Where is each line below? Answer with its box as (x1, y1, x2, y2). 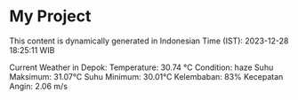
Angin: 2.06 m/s (9, 81, 68, 91)
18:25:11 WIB (9, 44, 55, 55)
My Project (9, 6, 92, 27)
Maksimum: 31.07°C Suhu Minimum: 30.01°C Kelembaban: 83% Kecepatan (9, 71, 284, 81)
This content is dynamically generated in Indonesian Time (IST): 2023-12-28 (9, 35, 289, 46)
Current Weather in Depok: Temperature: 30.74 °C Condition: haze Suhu (9, 62, 274, 73)
